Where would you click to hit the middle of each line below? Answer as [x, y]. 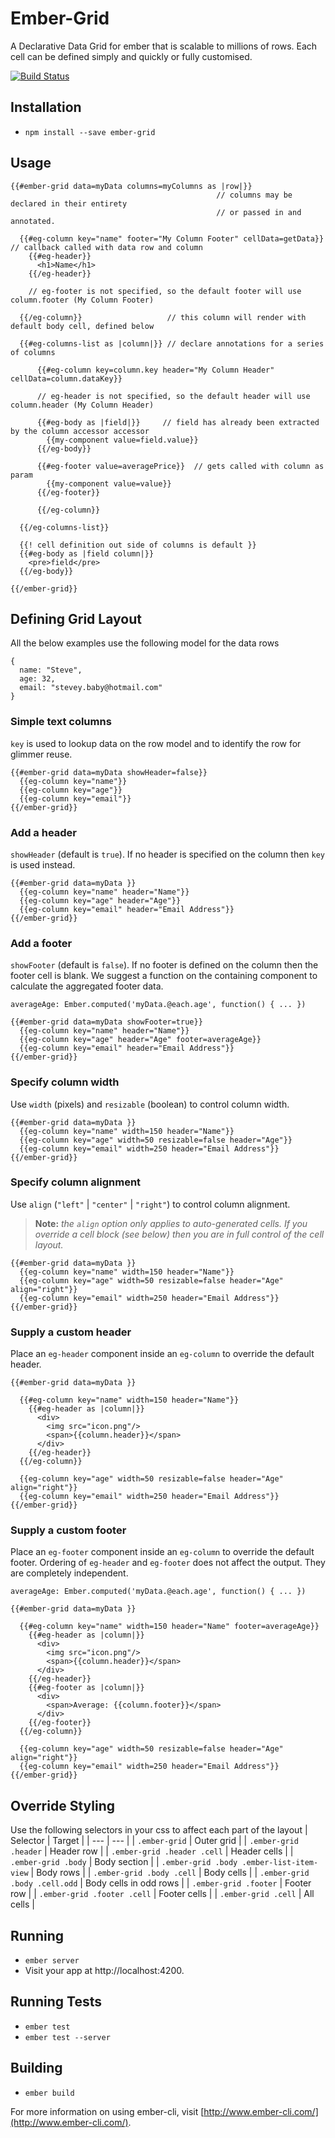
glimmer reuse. [41, 754]
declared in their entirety [69, 203]
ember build [49, 2093]
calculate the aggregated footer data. [87, 986]
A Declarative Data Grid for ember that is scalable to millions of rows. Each [164, 46]
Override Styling [62, 1805]
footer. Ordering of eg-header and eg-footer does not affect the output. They [168, 1563]
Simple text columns [61, 722]
